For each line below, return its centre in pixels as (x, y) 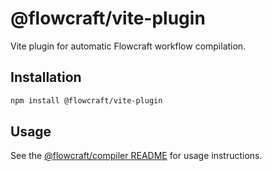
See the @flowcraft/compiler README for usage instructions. (136, 156)
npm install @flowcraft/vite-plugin (86, 100)
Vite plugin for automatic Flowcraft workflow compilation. (128, 46)
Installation (46, 77)
